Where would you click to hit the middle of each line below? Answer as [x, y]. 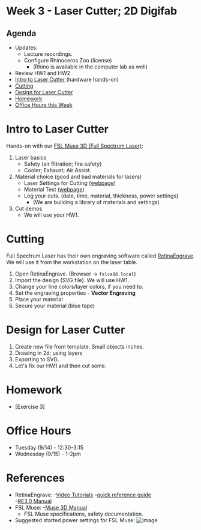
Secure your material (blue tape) [55, 306]
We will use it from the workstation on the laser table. [72, 262]
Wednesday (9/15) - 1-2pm [48, 454]
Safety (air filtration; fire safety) [63, 164]
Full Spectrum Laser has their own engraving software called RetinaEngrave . [100, 256]
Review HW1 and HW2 [43, 73]
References [35, 478]
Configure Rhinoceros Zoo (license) [68, 60]
